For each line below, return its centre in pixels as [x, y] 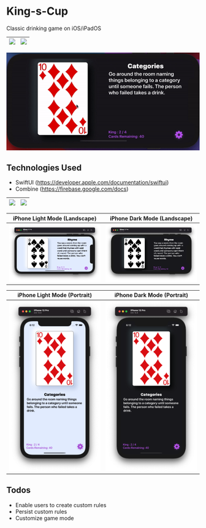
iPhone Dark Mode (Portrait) [151, 295]
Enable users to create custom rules [61, 505]
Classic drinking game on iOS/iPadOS [54, 28]
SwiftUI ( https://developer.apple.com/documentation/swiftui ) [92, 183]
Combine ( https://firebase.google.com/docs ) [72, 189]
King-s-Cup [37, 11]
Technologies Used [44, 168]
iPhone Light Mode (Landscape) [55, 218]
